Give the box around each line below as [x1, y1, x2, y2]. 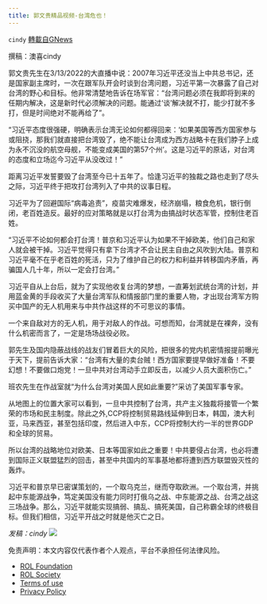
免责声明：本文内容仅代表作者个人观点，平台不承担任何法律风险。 [8, 545, 224, 555]
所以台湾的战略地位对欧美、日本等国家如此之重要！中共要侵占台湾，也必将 [8, 445, 252, 455]
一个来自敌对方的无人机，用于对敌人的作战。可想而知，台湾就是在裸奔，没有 [8, 318, 259, 328]
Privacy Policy [19, 587, 67, 596]
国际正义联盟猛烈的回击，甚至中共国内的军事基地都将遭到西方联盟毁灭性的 [14, 455, 259, 464]
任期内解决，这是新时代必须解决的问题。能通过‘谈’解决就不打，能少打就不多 [8, 98, 256, 107]
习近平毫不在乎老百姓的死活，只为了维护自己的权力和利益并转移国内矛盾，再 [8, 255, 259, 264]
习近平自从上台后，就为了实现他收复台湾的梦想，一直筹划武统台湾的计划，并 [8, 281, 259, 290]
